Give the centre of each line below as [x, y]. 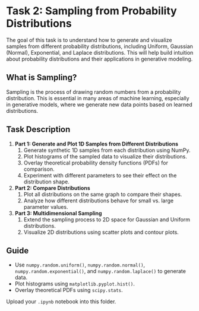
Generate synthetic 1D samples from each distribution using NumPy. [107, 150]
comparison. [39, 169]
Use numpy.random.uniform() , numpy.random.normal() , [80, 265]
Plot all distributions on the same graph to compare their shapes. [103, 194]
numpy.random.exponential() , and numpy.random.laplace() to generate [100, 271]
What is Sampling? [42, 77]
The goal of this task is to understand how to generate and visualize [89, 40]
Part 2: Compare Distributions [52, 188]
